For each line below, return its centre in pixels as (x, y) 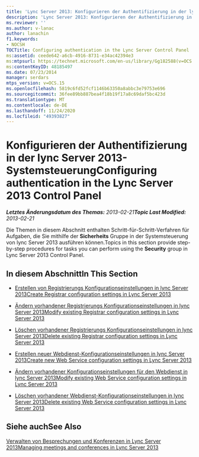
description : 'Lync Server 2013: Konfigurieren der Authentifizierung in (99, 17)
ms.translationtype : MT (36, 99)
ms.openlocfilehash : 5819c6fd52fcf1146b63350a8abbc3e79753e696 (86, 89)
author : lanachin (28, 34)
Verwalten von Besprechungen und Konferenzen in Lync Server (84, 441)
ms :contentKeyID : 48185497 (39, 67)
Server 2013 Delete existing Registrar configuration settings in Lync (96, 336)
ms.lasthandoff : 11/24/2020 (41, 111)
